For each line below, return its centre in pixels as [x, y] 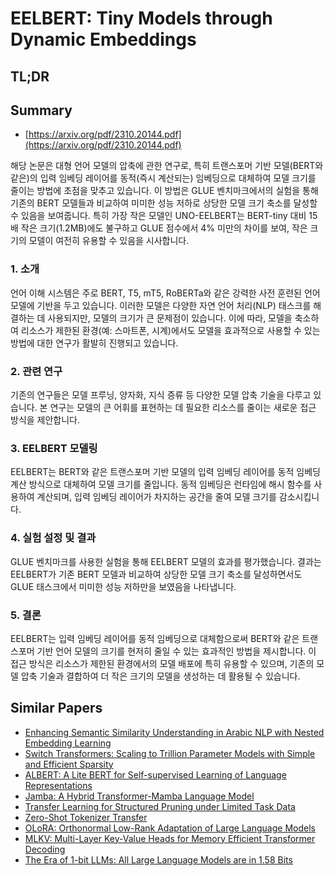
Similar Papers [56, 708]
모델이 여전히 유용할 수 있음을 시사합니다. [109, 241]
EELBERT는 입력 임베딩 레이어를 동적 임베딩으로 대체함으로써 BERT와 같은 [155, 638]
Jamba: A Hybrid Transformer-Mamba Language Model [139, 796]
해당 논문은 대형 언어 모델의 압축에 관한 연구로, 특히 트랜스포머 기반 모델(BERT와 [167, 166]
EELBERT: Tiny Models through [141, 18]
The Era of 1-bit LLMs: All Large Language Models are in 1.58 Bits [158, 859]
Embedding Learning [68, 743]
